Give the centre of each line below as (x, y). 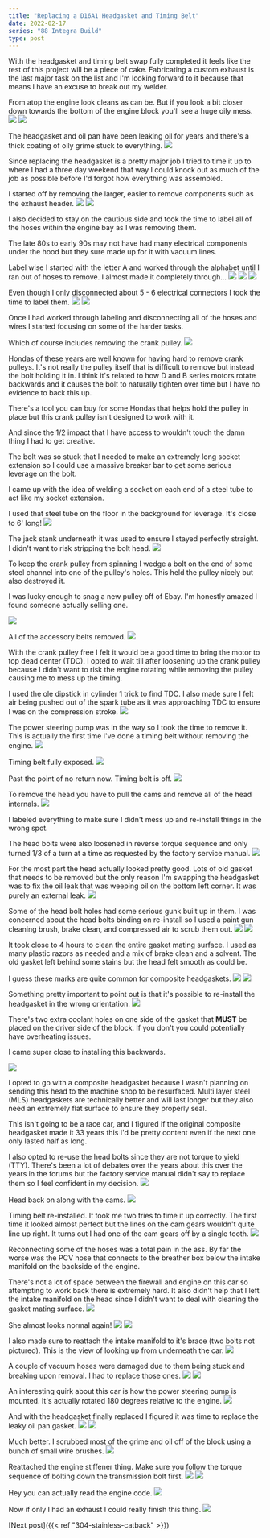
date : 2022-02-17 (37, 23)
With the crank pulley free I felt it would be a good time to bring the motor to (134, 652)
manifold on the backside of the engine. (74, 1267)
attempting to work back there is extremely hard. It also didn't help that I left (134, 1291)
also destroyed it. (37, 581)
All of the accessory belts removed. (67, 637)
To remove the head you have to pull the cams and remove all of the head (130, 795)
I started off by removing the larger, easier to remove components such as (131, 194)
